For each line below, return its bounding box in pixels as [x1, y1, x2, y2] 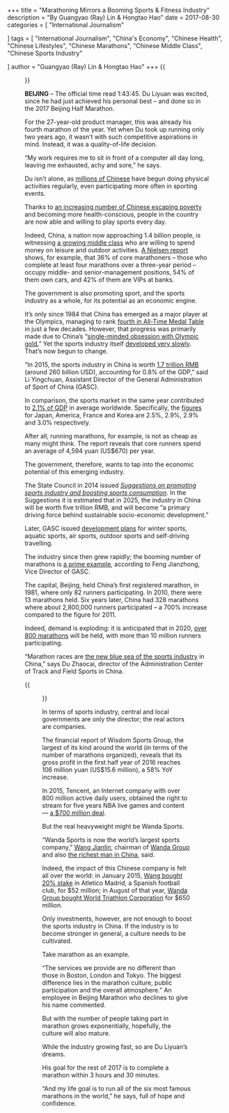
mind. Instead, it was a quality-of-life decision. [24, 140, 158, 148]
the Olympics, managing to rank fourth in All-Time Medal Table [24, 317, 204, 325]
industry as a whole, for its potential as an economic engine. [24, 296, 197, 305]
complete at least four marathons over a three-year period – [24, 261, 196, 269]
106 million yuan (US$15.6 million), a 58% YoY [42, 766, 173, 774]
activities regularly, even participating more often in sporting [24, 182, 198, 190]
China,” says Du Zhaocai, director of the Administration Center [24, 660, 204, 668]
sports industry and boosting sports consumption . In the [24, 489, 187, 497]
